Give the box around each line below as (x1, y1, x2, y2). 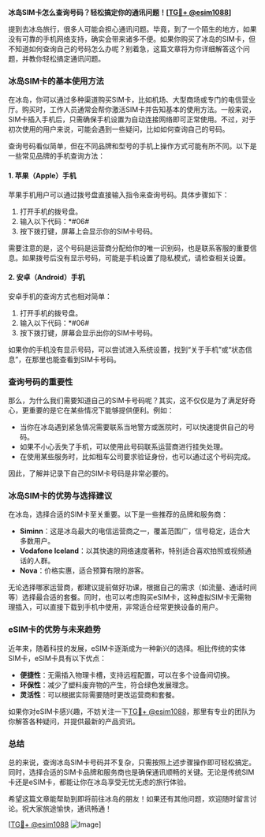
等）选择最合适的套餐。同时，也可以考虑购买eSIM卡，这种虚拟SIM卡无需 (8, 592, 244, 602)
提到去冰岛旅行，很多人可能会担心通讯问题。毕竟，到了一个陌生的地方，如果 (8, 24, 257, 34)
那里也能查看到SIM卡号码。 (32, 354, 121, 364)
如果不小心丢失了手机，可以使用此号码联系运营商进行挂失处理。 (19, 442, 227, 451)
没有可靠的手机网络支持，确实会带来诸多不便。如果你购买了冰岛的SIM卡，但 (8, 35, 256, 43)
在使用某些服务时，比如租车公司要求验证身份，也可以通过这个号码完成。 (19, 452, 255, 461)
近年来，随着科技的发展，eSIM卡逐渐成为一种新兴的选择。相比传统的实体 (8, 643, 246, 653)
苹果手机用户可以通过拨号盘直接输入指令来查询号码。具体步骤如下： (8, 189, 230, 200)
